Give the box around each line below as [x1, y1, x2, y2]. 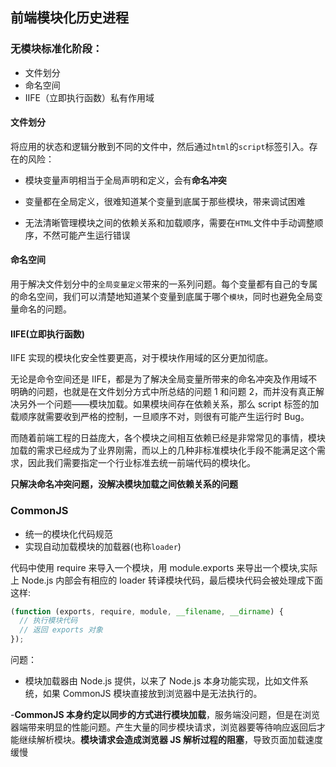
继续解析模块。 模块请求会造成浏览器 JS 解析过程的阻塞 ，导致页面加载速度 [18, 734, 323, 746]
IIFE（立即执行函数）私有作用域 [24, 91, 155, 103]
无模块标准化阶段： [10, 42, 103, 56]
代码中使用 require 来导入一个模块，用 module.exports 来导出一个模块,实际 [10, 561, 318, 573]
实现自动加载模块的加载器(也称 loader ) [24, 540, 182, 552]
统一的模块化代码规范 [24, 528, 113, 540]
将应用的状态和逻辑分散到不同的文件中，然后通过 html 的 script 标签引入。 [10, 140, 310, 152]
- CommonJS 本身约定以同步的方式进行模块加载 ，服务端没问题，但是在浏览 [10, 709, 320, 721]
